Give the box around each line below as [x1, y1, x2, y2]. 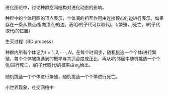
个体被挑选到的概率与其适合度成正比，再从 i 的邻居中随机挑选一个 [22, 56, 156, 62]
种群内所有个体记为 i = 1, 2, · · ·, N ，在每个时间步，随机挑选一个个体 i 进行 [5, 50, 152, 55]
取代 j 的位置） [5, 28, 33, 34]
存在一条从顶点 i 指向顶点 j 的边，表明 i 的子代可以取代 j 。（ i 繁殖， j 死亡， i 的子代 [5, 22, 160, 27]
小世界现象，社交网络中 [5, 84, 54, 90]
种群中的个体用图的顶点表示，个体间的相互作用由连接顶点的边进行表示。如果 [5, 15, 164, 21]
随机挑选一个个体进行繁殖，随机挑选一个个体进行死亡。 [5, 73, 120, 79]
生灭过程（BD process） [5, 38, 56, 44]
